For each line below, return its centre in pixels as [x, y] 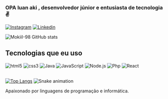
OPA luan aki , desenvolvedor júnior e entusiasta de [70, 8]
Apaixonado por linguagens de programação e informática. [67, 91]
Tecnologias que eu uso [44, 53]
